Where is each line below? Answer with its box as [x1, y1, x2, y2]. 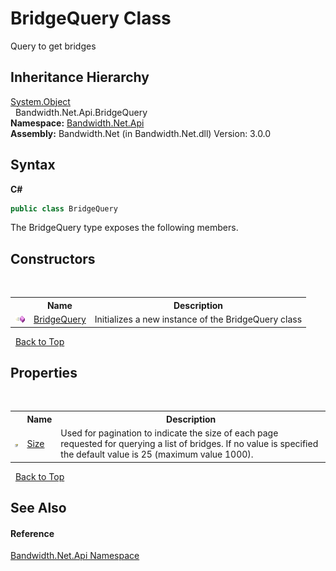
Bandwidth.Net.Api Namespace [10, 550, 140, 562]
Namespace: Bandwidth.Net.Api [10, 117, 145, 129]
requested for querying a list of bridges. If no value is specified [60, 438, 319, 450]
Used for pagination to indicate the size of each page [60, 427, 279, 439]
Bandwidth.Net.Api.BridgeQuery [14, 106, 148, 118]
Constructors [10, 250, 96, 267]
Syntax [10, 157, 56, 174]
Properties [10, 364, 78, 381]
